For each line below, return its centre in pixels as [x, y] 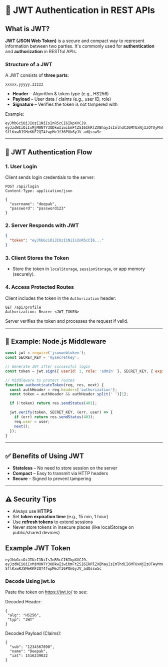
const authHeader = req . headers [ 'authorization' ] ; [63, 390]
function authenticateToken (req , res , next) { [54, 385]
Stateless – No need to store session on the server [65, 468]
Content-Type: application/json [39, 191]
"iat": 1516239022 [29, 656]
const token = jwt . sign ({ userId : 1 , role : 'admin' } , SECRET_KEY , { [79, 371]
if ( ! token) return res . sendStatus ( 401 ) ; [53, 403]
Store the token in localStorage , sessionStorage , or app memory [78, 269]
